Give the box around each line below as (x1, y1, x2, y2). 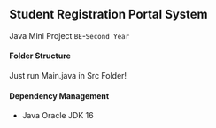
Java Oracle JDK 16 (21, 110, 95, 121)
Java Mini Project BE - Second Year (9, 30, 130, 41)
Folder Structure (9, 50, 71, 61)
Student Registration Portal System (9, 7, 208, 22)
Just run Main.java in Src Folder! (9, 71, 127, 81)
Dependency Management (9, 90, 110, 101)
